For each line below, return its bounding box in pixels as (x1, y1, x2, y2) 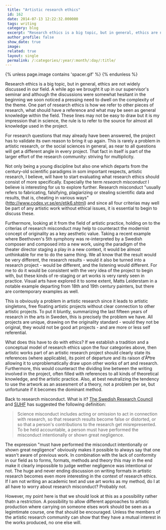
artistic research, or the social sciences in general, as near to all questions (5, 143, 157, 149)
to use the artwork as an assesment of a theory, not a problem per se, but (5, 382, 155, 387)
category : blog (7, 26, 39, 31)
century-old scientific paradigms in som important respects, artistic (5, 169, 142, 175)
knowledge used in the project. (5, 123, 68, 129)
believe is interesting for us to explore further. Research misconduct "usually (5, 184, 161, 191)
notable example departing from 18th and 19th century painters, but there (5, 283, 155, 289)
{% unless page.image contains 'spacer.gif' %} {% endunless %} (5, 71, 138, 77)
